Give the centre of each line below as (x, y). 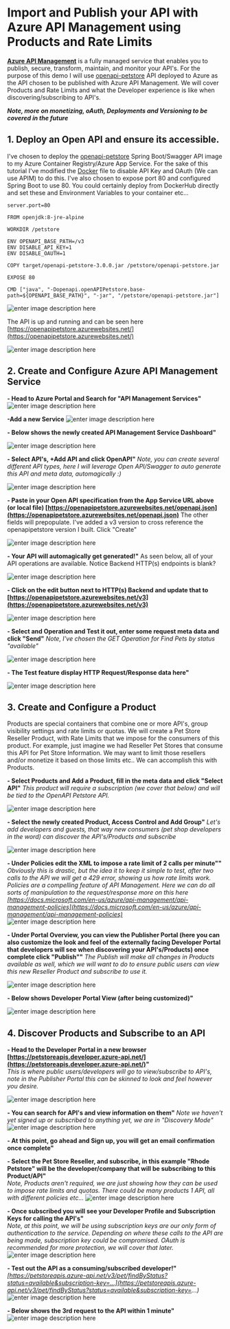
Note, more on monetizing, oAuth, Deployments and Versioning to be (107, 111)
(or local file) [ (27, 507)
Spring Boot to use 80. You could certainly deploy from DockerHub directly (113, 185)
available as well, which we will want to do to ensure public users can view (113, 964)
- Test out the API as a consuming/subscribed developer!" (92, 1269)
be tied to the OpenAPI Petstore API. (58, 796)
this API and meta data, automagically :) (64, 473)
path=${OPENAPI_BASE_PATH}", (49, 295)
